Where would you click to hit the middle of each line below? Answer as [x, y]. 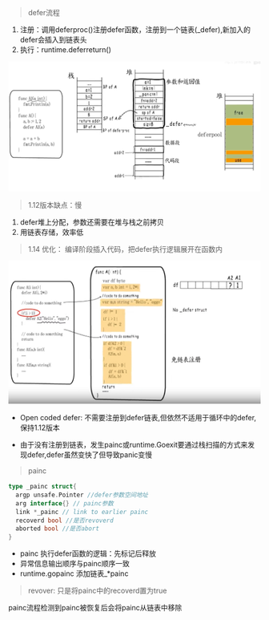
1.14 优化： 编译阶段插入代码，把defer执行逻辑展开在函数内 [125, 249]
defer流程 [44, 12]
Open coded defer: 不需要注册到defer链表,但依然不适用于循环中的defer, [138, 418]
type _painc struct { [43, 487]
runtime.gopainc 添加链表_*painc [74, 573]
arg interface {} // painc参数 [64, 503]
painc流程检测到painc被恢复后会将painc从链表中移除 [95, 608]
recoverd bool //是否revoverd [64, 521]
